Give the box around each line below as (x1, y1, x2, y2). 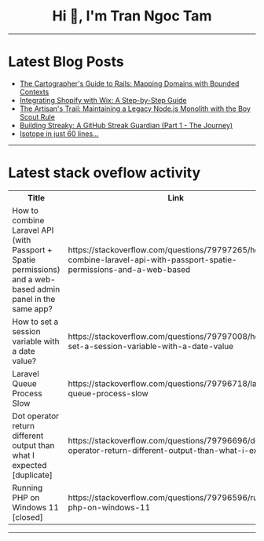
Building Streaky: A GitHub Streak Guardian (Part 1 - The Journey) (19, 120, 233, 130)
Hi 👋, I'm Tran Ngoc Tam (52, 7, 212, 25)
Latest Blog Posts (8, 53, 124, 71)
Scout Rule (19, 112, 55, 121)
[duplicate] (12, 469, 53, 480)
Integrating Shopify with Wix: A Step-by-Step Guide (19, 95, 187, 105)
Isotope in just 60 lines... (19, 129, 100, 138)
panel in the (12, 293, 56, 304)
